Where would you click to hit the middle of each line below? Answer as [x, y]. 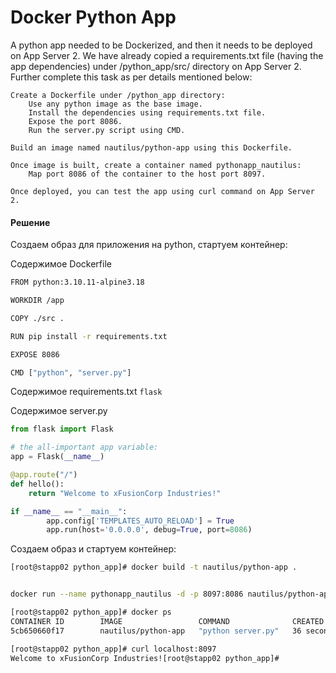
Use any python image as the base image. [115, 104]
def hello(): [37, 484]
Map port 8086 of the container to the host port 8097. [147, 174]
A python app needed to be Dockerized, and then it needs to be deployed [161, 45]
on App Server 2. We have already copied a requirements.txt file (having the [167, 55]
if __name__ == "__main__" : [69, 511]
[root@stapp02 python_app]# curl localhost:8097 [113, 649]
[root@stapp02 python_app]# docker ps [91, 612]
